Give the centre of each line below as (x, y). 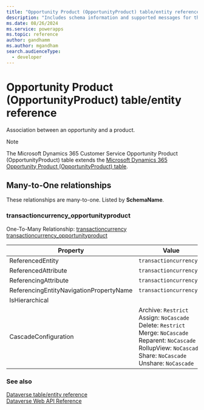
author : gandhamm (28, 40)
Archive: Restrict (164, 310)
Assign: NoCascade (164, 318)
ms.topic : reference (32, 35)
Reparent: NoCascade (167, 340)
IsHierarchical (29, 300)
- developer (27, 57)
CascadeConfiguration (42, 337)
